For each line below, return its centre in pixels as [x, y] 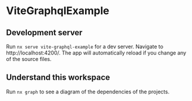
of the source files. [29, 59]
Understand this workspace [58, 78]
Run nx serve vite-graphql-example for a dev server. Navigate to [85, 46]
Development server [44, 33]
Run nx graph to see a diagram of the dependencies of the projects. [88, 92]
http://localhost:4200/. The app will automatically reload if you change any [96, 53]
